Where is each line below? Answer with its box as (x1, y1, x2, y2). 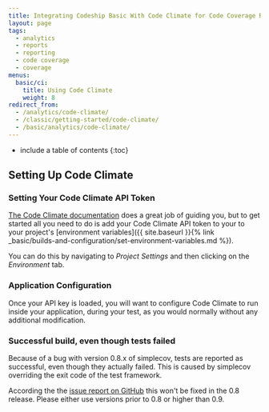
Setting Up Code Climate (8, 169, 134, 182)
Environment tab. (8, 260, 65, 270)
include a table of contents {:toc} (19, 145, 129, 154)
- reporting (15, 49, 56, 57)
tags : (8, 26, 26, 34)
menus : (8, 71, 30, 79)
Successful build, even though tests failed (8, 335, 176, 346)
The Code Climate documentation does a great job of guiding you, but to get (8, 210, 260, 220)
